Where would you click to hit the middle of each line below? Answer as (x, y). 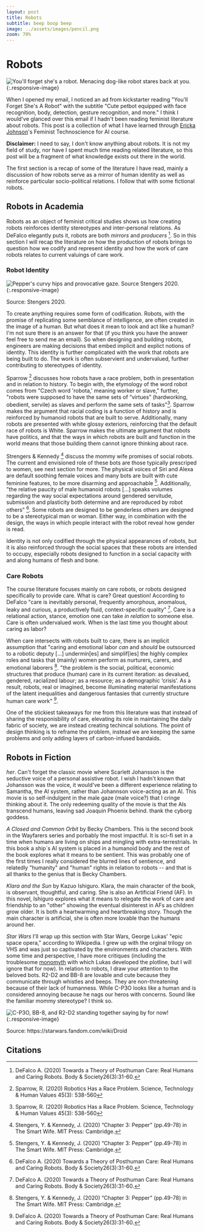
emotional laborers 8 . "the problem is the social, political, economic (90, 667)
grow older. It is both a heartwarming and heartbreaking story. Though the (99, 912)
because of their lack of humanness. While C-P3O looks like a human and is (101, 988)
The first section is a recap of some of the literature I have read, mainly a (97, 168)
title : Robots (24, 18)
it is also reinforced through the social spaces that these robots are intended (102, 548)
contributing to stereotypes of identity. (54, 365)
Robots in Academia (45, 207)
